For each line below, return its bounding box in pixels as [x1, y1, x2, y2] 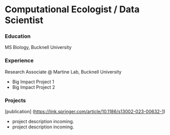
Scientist [5, 14, 44, 26]
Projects [5, 97, 26, 104]
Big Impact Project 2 [12, 84, 55, 90]
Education [5, 33, 31, 40]
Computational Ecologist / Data [5, 4, 140, 15]
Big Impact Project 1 [12, 78, 55, 85]
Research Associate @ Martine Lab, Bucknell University [5, 69, 122, 75]
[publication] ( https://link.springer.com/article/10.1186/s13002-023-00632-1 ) [5, 108, 165, 115]
